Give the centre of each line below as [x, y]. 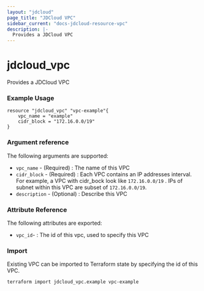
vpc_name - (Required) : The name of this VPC [73, 168]
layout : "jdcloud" [30, 12]
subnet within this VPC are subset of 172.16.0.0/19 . [81, 187]
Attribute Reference [37, 209]
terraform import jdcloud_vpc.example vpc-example [73, 282]
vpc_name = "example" [45, 116]
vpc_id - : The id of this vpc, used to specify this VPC [82, 235]
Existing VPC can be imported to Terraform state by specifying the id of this [103, 264]
